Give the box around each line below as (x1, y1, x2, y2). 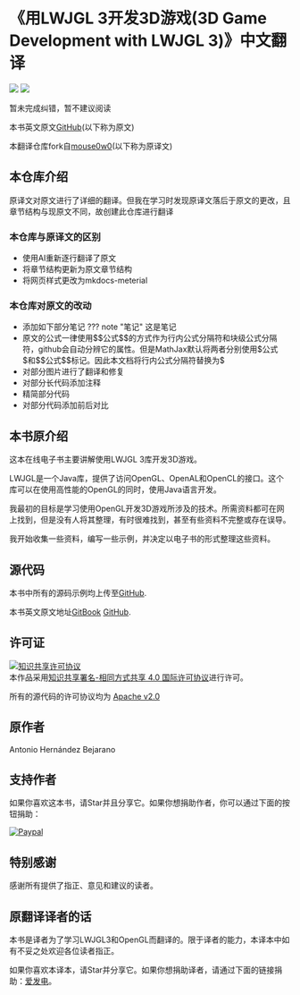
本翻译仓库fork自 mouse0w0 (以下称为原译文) (9, 140, 173, 151)
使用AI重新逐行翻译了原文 (21, 252, 117, 264)
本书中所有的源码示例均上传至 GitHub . (9, 587, 147, 598)
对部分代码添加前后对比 (21, 400, 109, 411)
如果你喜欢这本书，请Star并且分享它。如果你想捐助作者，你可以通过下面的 (9, 797, 283, 808)
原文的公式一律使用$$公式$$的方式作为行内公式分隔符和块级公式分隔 (21, 333, 278, 344)
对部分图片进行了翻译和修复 (21, 366, 125, 377)
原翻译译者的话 (9, 909, 92, 924)
